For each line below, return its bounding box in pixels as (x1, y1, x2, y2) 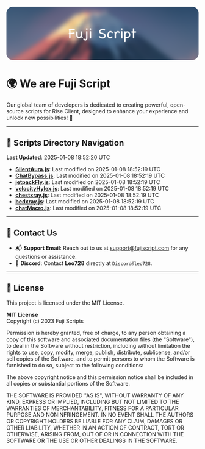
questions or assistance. (15, 253, 77, 260)
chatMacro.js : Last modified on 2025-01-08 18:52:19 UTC (15, 205, 162, 212)
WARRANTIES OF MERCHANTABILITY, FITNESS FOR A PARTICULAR (6, 405, 179, 412)
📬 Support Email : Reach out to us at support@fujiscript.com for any (15, 244, 189, 252)
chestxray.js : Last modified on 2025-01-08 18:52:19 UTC (15, 191, 159, 199)
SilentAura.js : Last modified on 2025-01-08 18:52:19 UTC (15, 166, 160, 173)
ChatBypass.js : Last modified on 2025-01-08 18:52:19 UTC (15, 172, 165, 180)
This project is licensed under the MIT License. (6, 299, 124, 306)
